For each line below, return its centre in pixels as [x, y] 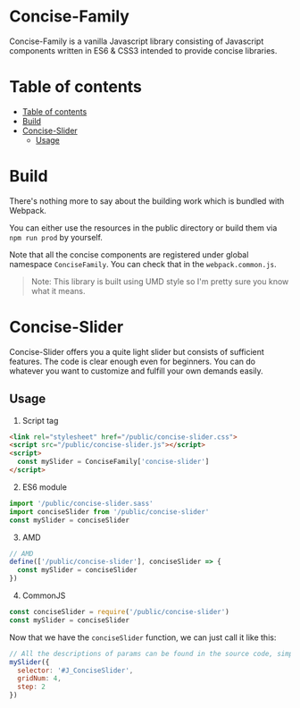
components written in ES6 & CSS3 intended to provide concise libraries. [143, 50]
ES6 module [44, 487]
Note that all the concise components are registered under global [129, 254]
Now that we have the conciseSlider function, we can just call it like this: [143, 637]
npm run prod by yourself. [56, 237]
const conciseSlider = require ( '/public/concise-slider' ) [119, 612]
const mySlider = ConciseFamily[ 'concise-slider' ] [113, 462]
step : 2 [32, 687]
